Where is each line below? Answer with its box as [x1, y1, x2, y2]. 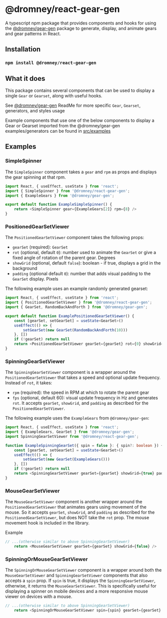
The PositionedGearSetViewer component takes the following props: [5, 235, 144, 241]
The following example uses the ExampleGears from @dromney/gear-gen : [5, 415, 150, 421]
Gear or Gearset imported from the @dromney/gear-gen [5, 123, 120, 129]
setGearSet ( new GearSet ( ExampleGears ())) [23, 457, 110, 462]
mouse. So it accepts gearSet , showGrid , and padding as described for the [5, 509, 155, 515]
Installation [5, 45, 41, 53]
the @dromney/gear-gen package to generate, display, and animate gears [5, 25, 157, 31]
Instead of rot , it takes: [5, 380, 52, 386]
